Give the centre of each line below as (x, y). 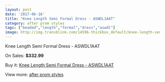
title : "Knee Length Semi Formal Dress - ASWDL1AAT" (60, 19)
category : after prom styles (35, 23)
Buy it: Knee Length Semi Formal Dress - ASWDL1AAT (59, 65)
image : (12, 32)
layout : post (18, 10)
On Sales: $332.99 (25, 56)
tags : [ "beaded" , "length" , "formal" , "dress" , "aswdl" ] (60, 28)
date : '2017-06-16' (25, 14)
